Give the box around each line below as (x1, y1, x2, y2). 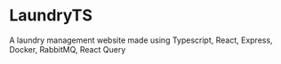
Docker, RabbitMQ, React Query (9, 44, 126, 54)
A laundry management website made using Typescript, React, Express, (9, 35, 273, 45)
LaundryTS (9, 5, 93, 26)
